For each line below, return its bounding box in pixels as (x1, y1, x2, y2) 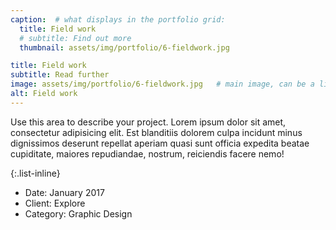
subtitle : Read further (10, 70, 110, 80)
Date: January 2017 (24, 186, 105, 198)
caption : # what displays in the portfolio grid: (10, 14, 226, 25)
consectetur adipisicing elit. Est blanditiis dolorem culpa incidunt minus (10, 126, 303, 138)
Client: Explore (24, 197, 86, 209)
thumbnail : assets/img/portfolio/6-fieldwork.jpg (19, 42, 230, 53)
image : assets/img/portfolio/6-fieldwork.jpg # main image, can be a (10, 79, 315, 90)
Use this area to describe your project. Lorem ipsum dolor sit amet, (10, 116, 287, 128)
